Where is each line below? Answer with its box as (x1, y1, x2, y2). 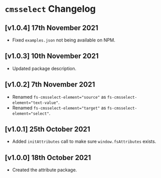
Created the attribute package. (12, 167, 77, 173)
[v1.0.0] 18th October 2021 (5, 153, 91, 162)
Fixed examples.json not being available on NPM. (12, 37, 116, 43)
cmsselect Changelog (5, 3, 96, 15)
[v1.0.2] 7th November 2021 (5, 80, 95, 89)
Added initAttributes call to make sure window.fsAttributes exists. (12, 139, 156, 145)
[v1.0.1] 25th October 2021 (5, 125, 90, 133)
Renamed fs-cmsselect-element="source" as (12, 94, 106, 100)
